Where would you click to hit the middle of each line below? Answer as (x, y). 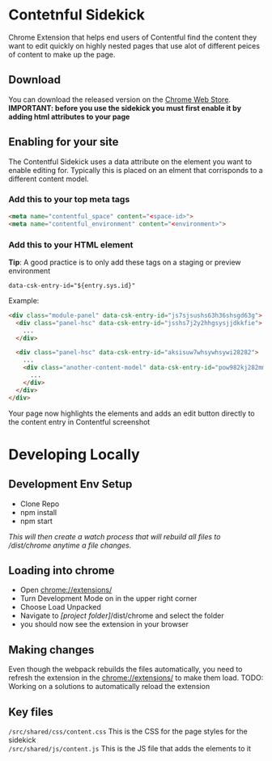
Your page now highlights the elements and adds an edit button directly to (132, 413)
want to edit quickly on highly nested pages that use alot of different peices (134, 45)
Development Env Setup (70, 484)
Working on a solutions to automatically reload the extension (109, 687)
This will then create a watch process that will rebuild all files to (115, 536)
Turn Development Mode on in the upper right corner (108, 598)
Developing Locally (74, 454)
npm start (36, 521)
